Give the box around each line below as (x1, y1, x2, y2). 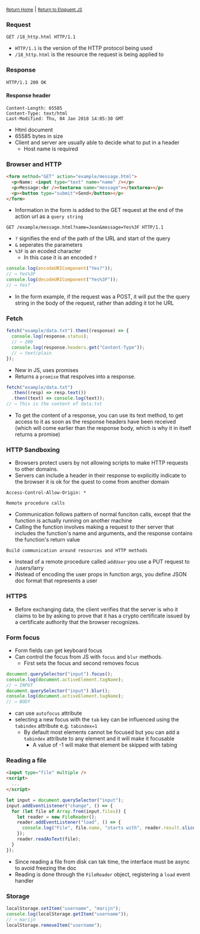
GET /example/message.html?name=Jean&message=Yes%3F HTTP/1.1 (6, 225, 164, 231)
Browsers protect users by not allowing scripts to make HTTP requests (14, 459, 189, 466)
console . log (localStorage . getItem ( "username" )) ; (6, 911, 129, 917)
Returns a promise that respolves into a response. (14, 373, 136, 380)
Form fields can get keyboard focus (14, 647, 102, 654)
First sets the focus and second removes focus (23, 659, 139, 666)
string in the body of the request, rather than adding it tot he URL (14, 299, 174, 306)
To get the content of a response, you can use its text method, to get (14, 412, 183, 419)
